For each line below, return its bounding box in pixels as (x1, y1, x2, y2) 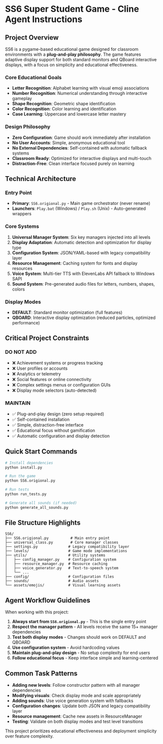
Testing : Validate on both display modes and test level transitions (12, 719, 144, 724)
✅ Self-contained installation (12, 416, 70, 422)
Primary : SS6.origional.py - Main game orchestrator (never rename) (12, 201, 151, 206)
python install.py (5, 465, 42, 470)
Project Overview (5, 33, 59, 42)
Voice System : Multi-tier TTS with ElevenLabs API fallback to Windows (12, 271, 155, 276)
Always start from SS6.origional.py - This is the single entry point (12, 619, 146, 625)
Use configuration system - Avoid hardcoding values (12, 645, 120, 651)
